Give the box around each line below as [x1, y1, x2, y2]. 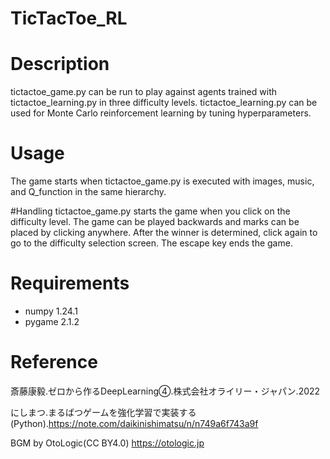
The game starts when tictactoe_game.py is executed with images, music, [10, 175, 315, 187]
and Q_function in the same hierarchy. [10, 186, 167, 198]
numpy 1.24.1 [24, 305, 78, 317]
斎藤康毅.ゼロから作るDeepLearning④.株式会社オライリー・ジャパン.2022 [10, 385, 321, 397]
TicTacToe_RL [10, 7, 128, 30]
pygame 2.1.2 [24, 316, 80, 327]
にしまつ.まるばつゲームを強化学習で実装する [10, 406, 197, 418]
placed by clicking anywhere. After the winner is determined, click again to [10, 227, 318, 239]
